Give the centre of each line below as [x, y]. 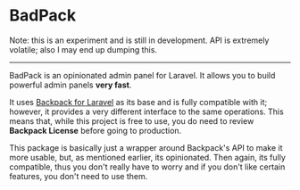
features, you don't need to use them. [79, 176]
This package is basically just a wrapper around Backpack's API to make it [146, 147]
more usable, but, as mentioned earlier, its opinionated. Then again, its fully [147, 157]
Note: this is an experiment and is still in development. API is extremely [139, 40]
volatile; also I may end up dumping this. [83, 49]
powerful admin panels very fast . [71, 85]
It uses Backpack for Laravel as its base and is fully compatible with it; [138, 102]
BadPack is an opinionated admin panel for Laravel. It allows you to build [142, 75]
